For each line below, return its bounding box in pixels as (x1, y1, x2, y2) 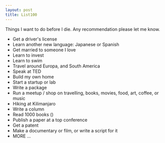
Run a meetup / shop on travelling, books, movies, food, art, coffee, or (12, 90, 159, 96)
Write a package (12, 84, 47, 90)
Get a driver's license (12, 36, 57, 42)
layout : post (5, 7, 33, 13)
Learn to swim (12, 57, 43, 63)
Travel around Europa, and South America (12, 63, 100, 69)
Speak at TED (12, 68, 42, 74)
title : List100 (5, 12, 37, 17)
